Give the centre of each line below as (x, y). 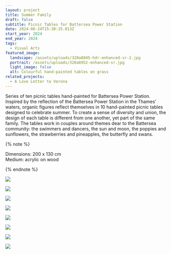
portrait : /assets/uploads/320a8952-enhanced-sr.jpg (67, 62)
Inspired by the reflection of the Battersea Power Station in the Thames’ (81, 101)
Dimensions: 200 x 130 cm (33, 154)
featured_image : (23, 53)
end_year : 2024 (22, 39)
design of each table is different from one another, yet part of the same (80, 118)
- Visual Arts (25, 48)
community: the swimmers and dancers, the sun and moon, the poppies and (86, 129)
